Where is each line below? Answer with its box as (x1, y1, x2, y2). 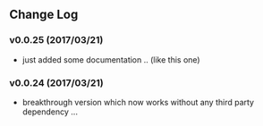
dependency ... (21, 106, 79, 117)
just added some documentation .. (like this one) (21, 54, 200, 65)
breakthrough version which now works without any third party (21, 97, 255, 107)
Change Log (9, 7, 79, 22)
